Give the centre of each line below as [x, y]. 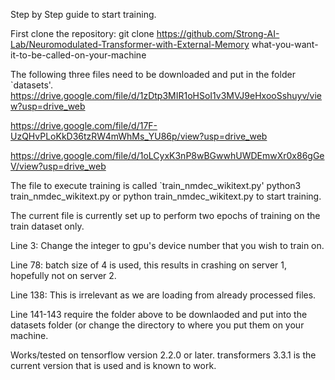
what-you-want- [285, 44]
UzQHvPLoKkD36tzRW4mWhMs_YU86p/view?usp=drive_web [139, 136]
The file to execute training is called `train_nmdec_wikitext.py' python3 [156, 185]
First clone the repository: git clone [82, 33]
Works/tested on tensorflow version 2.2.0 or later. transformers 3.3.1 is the [163, 355]
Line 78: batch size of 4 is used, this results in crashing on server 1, [148, 265]
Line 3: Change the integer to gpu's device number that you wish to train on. [167, 245]
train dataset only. [47, 226]
